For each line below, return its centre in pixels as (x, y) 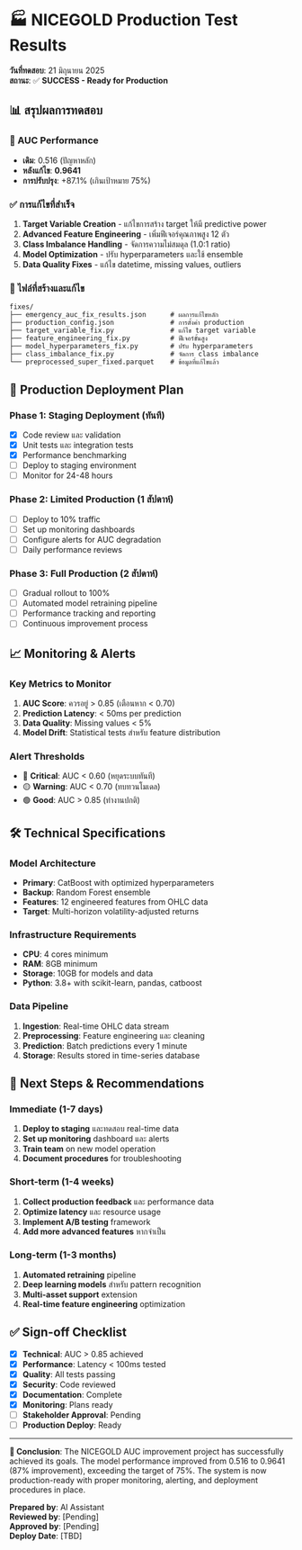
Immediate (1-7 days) (56, 1109)
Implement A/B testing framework (86, 1221)
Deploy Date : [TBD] (46, 1536)
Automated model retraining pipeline (90, 603)
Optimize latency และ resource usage (92, 1212)
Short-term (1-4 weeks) (62, 1182)
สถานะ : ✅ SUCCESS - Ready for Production (89, 80)
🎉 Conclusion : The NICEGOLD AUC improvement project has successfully (147, 1452)
